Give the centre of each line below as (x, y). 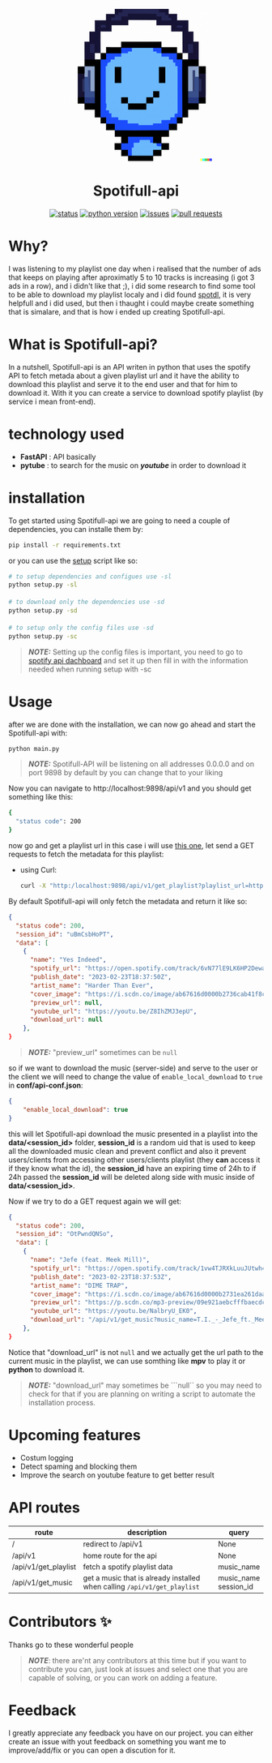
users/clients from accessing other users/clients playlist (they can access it (134, 1160)
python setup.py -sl (43, 585)
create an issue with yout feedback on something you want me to (117, 1741)
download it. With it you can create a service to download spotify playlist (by (136, 392)
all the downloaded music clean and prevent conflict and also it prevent (127, 1151)
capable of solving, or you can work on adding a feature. (123, 1677)
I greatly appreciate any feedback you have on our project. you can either (131, 1733)
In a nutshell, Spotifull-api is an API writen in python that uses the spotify (130, 367)
